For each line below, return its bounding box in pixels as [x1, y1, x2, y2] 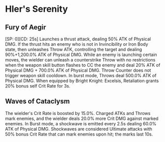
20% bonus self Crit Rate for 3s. [5, 83, 70, 89]
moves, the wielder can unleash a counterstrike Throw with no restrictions [5, 57, 156, 62]
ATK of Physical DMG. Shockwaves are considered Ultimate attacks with [5, 126, 153, 132]
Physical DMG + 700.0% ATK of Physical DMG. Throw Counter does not [5, 67, 151, 73]
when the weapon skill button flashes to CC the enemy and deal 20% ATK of [5, 62, 161, 68]
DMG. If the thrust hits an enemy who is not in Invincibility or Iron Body [5, 41, 149, 47]
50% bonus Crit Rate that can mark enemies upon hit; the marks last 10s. [5, 131, 153, 137]
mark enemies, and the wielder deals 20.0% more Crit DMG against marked [5, 115, 159, 121]
